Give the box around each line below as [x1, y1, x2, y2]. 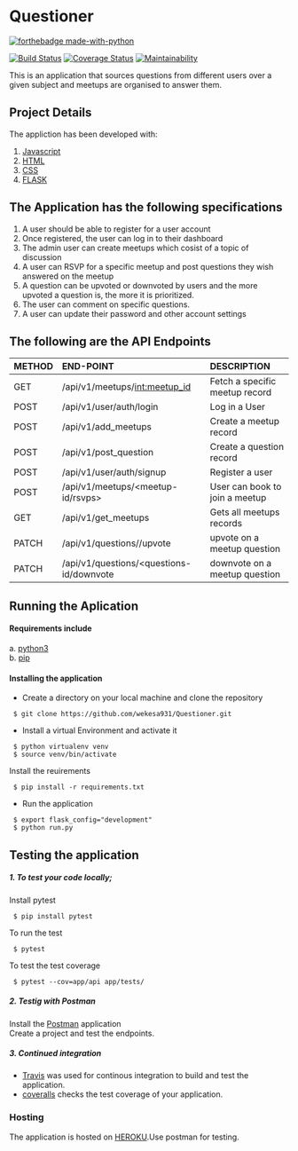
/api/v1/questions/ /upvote [61, 537, 171, 549]
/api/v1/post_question [61, 446, 154, 459]
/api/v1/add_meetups [61, 421, 153, 433]
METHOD [13, 360, 54, 373]
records [209, 517, 242, 530]
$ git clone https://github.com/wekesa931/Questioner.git [12, 710, 232, 719]
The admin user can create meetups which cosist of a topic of [21, 242, 249, 253]
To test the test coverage [9, 960, 101, 971]
